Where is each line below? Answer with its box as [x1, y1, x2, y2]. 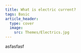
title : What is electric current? [5, 7, 77, 12]
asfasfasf [5, 44, 24, 49]
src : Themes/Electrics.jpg [14, 30, 70, 35]
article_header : [5, 16, 39, 21]
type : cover [9, 21, 35, 26]
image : [9, 26, 23, 30]
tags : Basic [5, 12, 30, 17]
